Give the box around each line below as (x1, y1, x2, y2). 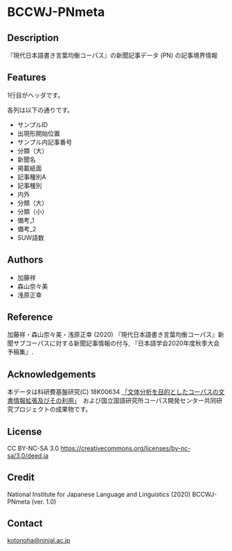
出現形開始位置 (17, 129, 60, 138)
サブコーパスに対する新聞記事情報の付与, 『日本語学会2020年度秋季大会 (12, 339, 220, 347)
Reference (7, 311, 53, 323)
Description (7, 32, 59, 44)
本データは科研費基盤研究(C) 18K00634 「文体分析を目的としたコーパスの (7, 388, 219, 396)
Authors (7, 254, 44, 266)
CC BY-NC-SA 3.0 (7, 444, 60, 452)
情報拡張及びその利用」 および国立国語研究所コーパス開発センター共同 (12, 397, 217, 405)
